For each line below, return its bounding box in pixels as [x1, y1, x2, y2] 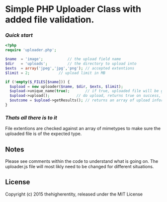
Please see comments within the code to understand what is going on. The [5, 158, 159, 164]
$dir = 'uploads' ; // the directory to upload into [5, 61, 137, 67]
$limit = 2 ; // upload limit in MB [5, 70, 106, 75]
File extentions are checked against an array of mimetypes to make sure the [5, 126, 161, 132]
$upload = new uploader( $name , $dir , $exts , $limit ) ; [9, 84, 123, 89]
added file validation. [5, 14, 94, 25]
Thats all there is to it [5, 114, 57, 121]
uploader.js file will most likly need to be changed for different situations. [5, 164, 154, 170]
